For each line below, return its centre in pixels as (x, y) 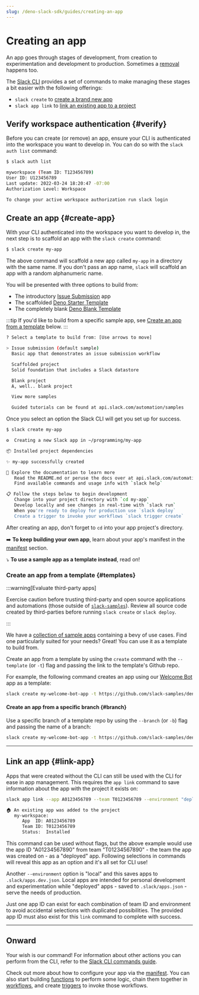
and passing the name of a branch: (49, 727)
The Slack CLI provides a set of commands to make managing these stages (98, 81)
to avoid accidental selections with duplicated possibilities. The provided (95, 910)
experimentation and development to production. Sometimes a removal (93, 63)
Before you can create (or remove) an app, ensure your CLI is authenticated (98, 138)
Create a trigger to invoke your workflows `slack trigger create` (99, 516)
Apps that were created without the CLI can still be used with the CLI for (94, 776)
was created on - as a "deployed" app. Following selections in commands (96, 856)
